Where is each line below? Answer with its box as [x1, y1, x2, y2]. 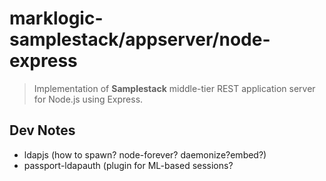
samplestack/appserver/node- [9, 28, 271, 51]
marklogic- [9, 7, 104, 30]
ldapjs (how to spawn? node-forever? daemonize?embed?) [23, 148, 267, 161]
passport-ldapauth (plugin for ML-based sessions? [23, 159, 234, 171]
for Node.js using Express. [33, 93, 144, 105]
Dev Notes [9, 122, 76, 139]
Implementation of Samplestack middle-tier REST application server [33, 82, 316, 94]
